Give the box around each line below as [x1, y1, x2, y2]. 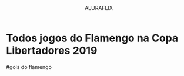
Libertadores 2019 [6, 44, 98, 57]
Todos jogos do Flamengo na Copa [6, 31, 179, 45]
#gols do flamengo [6, 63, 52, 70]
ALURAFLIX [84, 5, 113, 11]
